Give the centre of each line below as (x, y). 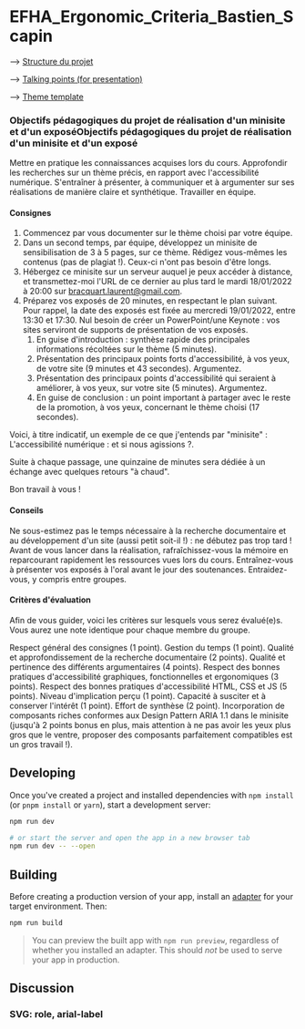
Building (33, 875)
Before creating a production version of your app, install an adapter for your (152, 897)
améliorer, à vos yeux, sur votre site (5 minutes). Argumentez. (152, 388)
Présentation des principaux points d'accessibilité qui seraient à (156, 378)
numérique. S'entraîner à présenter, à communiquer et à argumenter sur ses (152, 182)
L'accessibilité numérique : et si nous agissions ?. (102, 445)
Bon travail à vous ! (46, 489)
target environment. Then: (58, 906)
